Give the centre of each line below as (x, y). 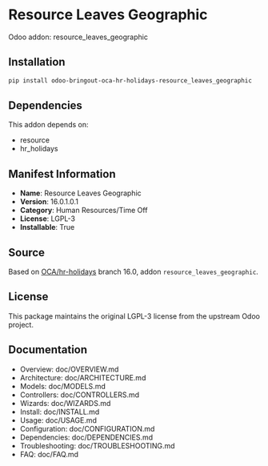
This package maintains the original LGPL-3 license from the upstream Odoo (134, 316)
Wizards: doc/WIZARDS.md (65, 403)
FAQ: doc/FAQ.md (49, 454)
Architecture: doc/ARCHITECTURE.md (83, 377)
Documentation (48, 350)
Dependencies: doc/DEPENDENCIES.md (86, 437)
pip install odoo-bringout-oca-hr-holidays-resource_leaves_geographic (130, 80)
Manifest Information (62, 174)
